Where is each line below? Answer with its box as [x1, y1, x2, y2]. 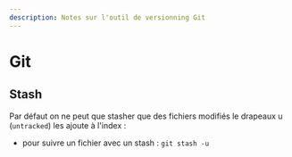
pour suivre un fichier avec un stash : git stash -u [21, 137, 210, 148]
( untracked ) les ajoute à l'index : [9, 120, 127, 130]
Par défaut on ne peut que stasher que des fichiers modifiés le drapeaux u [9, 111, 283, 121]
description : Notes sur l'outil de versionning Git [9, 12, 205, 22]
